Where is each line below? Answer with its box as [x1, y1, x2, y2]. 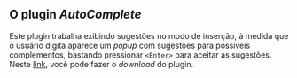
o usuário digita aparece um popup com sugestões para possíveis [9, 40, 251, 51]
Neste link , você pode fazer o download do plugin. [9, 58, 193, 69]
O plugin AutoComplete [9, 7, 142, 22]
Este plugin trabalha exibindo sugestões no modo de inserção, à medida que [9, 30, 289, 41]
